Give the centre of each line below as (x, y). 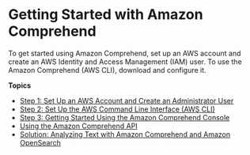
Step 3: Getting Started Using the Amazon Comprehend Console (125, 117)
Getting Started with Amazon (106, 15)
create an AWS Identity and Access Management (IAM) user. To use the (125, 62)
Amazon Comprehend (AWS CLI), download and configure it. (108, 70)
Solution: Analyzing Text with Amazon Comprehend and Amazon (125, 134)
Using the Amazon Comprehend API (78, 126)
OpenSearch (40, 142)
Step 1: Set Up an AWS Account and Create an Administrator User (127, 100)
